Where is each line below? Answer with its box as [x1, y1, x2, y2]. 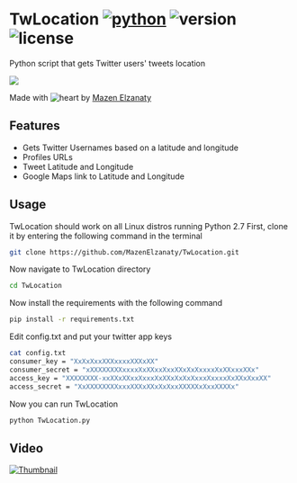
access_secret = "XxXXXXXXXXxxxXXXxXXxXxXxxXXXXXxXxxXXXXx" [9, 382, 240, 391]
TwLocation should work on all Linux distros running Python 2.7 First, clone [9, 220, 288, 231]
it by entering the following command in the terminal [9, 230, 202, 241]
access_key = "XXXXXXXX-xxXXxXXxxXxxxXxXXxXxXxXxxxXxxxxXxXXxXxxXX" [9, 373, 272, 382]
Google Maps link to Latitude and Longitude [22, 171, 185, 182]
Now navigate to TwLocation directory [9, 264, 151, 274]
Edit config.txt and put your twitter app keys [9, 331, 173, 342]
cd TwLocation [9, 282, 63, 291]
